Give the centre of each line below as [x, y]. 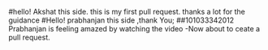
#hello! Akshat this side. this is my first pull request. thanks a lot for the [127, 12]
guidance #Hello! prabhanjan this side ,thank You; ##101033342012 [121, 20]
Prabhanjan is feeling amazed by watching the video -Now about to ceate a [134, 29]
